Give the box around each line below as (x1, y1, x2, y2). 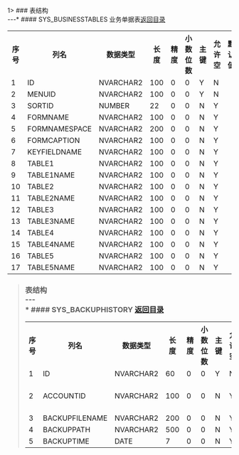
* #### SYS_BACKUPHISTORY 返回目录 (24, 304, 164, 314)
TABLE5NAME (27, 262, 75, 272)
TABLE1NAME (27, 170, 75, 180)
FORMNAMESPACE (27, 124, 92, 134)
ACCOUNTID (42, 390, 87, 400)
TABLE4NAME (27, 240, 75, 249)
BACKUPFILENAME (42, 413, 108, 423)
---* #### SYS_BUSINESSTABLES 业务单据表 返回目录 (7, 15, 166, 23)
